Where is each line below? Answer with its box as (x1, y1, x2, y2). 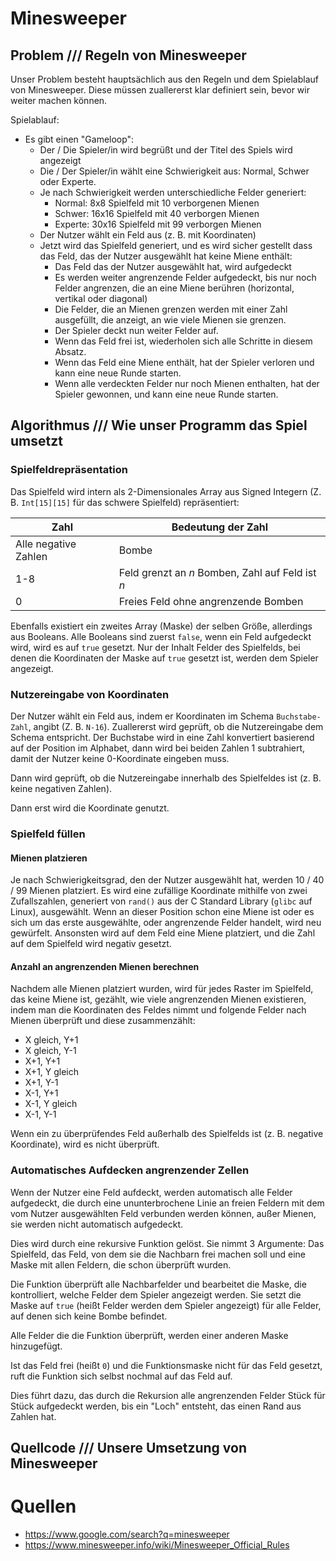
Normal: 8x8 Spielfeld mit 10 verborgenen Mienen (54, 197, 260, 209)
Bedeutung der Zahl (171, 520, 269, 534)
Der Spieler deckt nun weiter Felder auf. (54, 325, 219, 336)
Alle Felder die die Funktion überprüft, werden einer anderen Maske (10, 1329, 289, 1341)
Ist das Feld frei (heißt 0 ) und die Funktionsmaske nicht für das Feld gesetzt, (10, 1359, 323, 1371)
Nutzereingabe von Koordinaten (10, 687, 170, 701)
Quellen (10, 1495, 77, 1518)
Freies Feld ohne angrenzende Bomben (118, 594, 304, 608)
